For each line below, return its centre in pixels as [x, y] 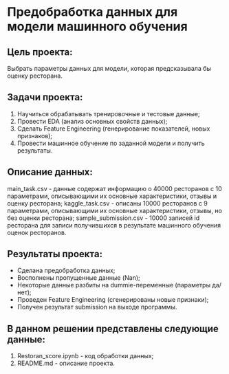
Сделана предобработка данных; [66, 271]
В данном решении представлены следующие [113, 328]
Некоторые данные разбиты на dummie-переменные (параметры [114, 285]
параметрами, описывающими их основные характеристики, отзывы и [112, 196]
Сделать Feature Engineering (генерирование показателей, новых [113, 129]
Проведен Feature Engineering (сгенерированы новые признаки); [113, 300]
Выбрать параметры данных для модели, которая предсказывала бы [109, 68]
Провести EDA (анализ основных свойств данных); [92, 121]
